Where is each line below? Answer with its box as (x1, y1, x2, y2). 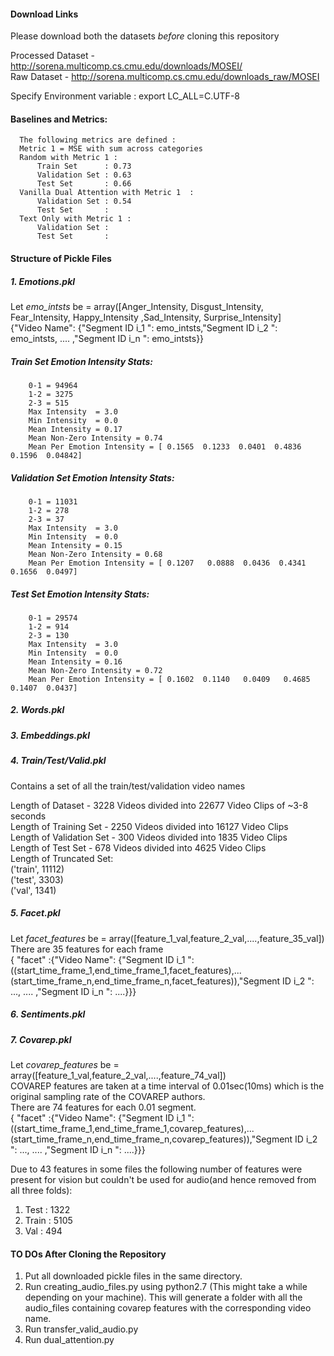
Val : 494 (24, 1225, 63, 1237)
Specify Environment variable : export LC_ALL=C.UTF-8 (10, 90, 240, 102)
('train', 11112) (10, 863, 65, 875)
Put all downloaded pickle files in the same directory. (24, 1270, 243, 1282)
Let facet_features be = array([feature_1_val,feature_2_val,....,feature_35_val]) (10, 932, 325, 944)
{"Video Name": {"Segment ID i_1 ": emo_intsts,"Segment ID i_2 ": (10, 321, 278, 334)
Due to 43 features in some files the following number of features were (10, 1163, 303, 1175)
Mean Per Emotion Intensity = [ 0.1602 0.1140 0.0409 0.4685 (28, 674, 311, 684)
